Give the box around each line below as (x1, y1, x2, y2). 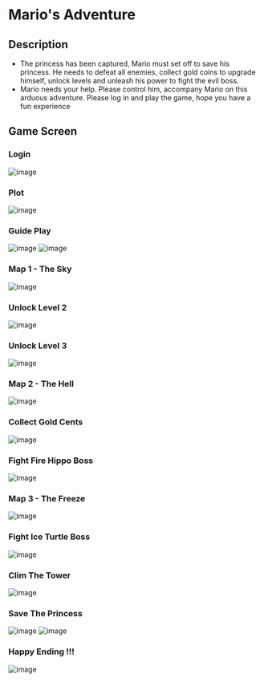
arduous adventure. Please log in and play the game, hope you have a (19, 93, 251, 102)
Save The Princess (8, 607, 83, 619)
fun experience (19, 102, 71, 111)
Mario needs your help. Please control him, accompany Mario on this (19, 84, 248, 94)
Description (8, 38, 68, 51)
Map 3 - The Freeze (8, 493, 86, 504)
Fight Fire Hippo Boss (8, 455, 94, 466)
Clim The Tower (8, 570, 71, 581)
